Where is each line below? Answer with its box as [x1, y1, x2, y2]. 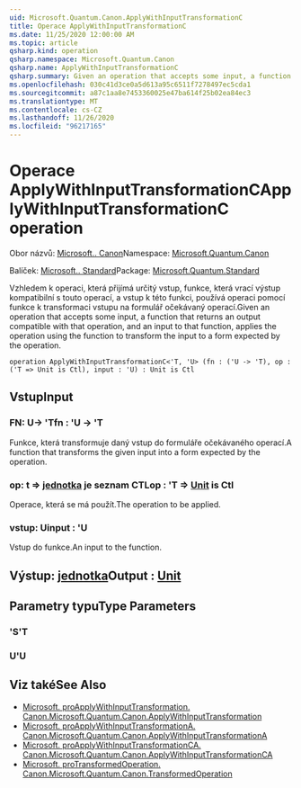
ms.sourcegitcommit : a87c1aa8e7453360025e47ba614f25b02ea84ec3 [9, 88, 252, 97]
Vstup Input [9, 390, 74, 405]
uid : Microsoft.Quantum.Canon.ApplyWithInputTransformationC [9, 13, 243, 22]
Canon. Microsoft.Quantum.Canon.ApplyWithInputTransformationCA [22, 748, 273, 760]
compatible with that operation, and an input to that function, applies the [9, 320, 277, 331]
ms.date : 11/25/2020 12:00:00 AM [9, 30, 135, 39]
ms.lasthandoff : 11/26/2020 [9, 113, 115, 122]
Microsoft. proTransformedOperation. [22, 758, 162, 769]
